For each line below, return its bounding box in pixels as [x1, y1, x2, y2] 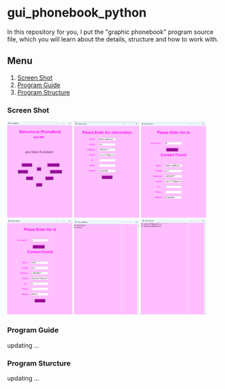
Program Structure [17, 88, 70, 96]
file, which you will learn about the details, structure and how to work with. [7, 35, 219, 43]
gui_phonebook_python [7, 5, 147, 21]
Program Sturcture [7, 358, 71, 368]
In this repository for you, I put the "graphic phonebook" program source [7, 28, 214, 36]
